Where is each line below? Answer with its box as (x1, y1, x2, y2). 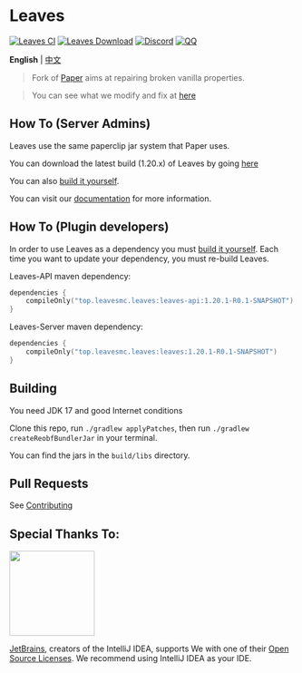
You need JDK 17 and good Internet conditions (9, 405, 183, 415)
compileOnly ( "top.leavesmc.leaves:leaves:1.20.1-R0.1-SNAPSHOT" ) (25, 347, 278, 356)
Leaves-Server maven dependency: (9, 321, 143, 332)
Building (9, 381, 57, 396)
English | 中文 (9, 54, 62, 64)
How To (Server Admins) (9, 116, 151, 132)
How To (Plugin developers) (9, 219, 170, 235)
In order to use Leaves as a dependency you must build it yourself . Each (9, 243, 279, 254)
